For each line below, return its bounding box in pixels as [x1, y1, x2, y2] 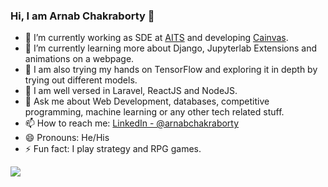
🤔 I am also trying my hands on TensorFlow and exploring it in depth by [24, 64, 318, 76]
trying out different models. [24, 74, 138, 86]
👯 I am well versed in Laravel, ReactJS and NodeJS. [24, 85, 238, 97]
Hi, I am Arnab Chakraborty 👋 [10, 9, 155, 23]
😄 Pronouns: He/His [24, 132, 110, 144]
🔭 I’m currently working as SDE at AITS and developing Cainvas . [24, 32, 289, 44]
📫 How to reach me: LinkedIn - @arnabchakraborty [24, 117, 240, 129]
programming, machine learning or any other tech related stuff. [24, 106, 285, 118]
